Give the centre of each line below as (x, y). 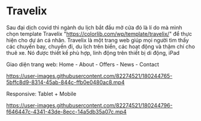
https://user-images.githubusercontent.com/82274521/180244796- (89, 105)
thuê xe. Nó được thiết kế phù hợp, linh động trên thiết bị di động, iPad (93, 52)
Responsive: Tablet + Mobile (41, 94)
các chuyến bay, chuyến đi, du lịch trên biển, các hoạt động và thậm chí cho (100, 46)
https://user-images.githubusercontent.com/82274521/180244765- (89, 76)
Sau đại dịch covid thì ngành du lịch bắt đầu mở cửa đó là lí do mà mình (94, 27)
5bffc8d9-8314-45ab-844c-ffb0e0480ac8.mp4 (65, 82)
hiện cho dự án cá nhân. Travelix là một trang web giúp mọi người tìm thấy (97, 40)
